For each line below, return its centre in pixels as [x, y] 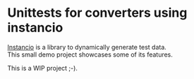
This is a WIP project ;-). [42, 68]
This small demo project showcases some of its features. [90, 55]
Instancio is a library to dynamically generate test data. [87, 47]
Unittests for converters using [97, 13]
